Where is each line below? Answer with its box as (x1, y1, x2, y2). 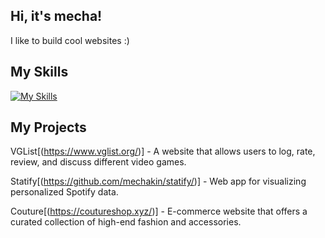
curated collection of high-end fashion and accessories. (10, 216, 242, 228)
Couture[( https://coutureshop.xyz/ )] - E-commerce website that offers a (10, 205, 308, 218)
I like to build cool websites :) (10, 34, 130, 46)
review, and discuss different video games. (10, 156, 187, 168)
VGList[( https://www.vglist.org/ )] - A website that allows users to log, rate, (10, 145, 316, 158)
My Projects (10, 119, 87, 136)
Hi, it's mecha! (10, 8, 103, 25)
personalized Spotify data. (10, 186, 119, 198)
